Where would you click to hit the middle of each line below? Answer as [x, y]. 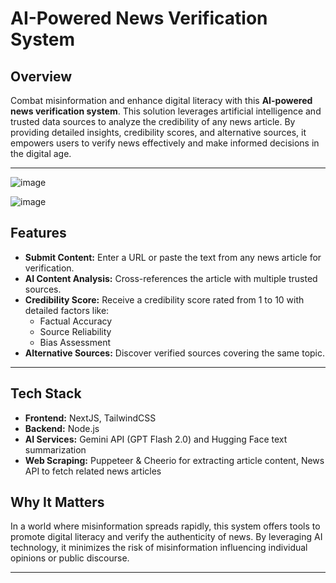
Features [38, 233]
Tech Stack [46, 393]
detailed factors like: [67, 310]
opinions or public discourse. [70, 558]
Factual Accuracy [76, 321]
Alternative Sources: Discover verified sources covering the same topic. [175, 353]
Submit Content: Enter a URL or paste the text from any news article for [173, 257]
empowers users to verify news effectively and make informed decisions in [165, 143]
